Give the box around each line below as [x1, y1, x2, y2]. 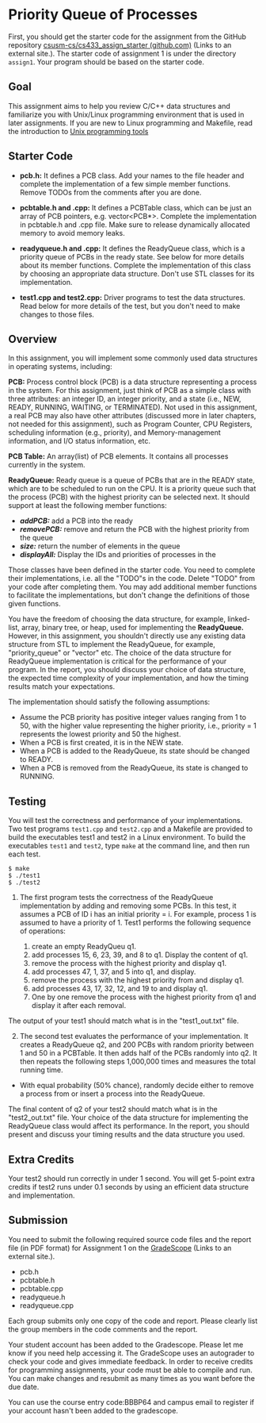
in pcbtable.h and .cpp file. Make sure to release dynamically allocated [19, 220, 251, 229]
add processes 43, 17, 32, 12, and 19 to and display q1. [31, 984, 208, 994]
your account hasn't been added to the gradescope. [8, 1406, 178, 1415]
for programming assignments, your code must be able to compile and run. [8, 1365, 253, 1375]
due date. [8, 1382, 40, 1391]
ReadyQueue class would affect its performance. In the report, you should [8, 1121, 249, 1131]
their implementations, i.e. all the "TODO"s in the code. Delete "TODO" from [8, 574, 256, 583]
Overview [8, 332, 58, 346]
